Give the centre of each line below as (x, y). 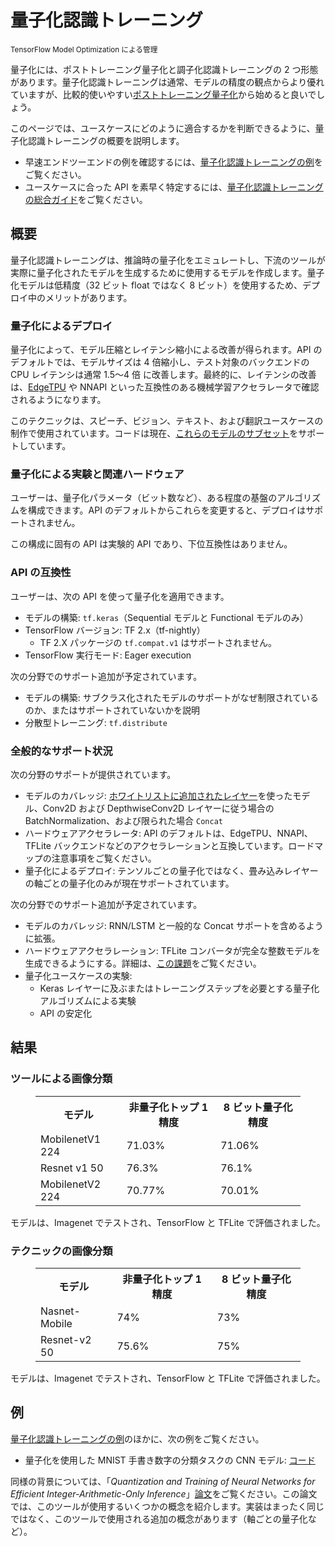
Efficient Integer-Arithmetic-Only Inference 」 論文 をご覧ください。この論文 (164, 1493)
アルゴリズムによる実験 (88, 1000)
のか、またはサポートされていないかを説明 (112, 710)
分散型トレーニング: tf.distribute (96, 722)
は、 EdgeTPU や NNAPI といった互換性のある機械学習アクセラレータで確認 (165, 387)
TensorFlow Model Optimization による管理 (84, 49)
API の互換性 (41, 573)
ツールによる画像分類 (61, 1079)
